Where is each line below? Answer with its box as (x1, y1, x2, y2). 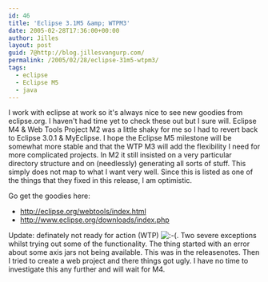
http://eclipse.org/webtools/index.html (19, 207, 146, 216)
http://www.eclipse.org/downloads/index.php (19, 215, 170, 224)
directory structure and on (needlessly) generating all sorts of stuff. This (8, 159, 246, 169)
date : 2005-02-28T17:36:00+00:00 (8, 26, 120, 34)
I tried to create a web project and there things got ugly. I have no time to (8, 256, 249, 266)
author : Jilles (8, 34, 59, 42)
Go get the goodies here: (8, 191, 90, 201)
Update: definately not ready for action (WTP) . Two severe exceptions (8, 231, 258, 240)
